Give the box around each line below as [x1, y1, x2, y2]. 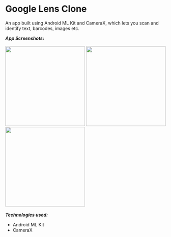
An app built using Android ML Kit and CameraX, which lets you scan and [5, 20, 159, 26]
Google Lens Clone [5, 3, 87, 15]
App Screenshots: [5, 35, 45, 41]
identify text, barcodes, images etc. [5, 25, 80, 31]
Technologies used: [5, 212, 48, 218]
